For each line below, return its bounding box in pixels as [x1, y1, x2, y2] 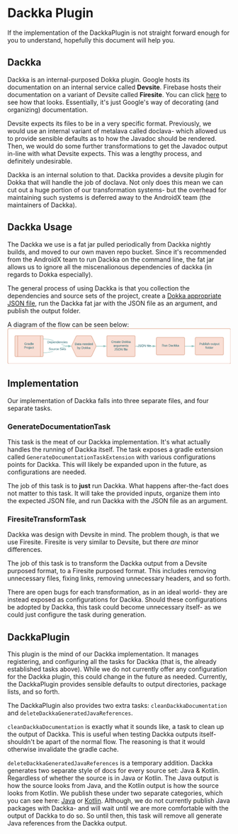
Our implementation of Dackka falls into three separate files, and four [7, 396, 209, 405]
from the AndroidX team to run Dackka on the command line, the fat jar [7, 255, 215, 264]
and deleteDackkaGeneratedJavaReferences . [7, 709, 133, 717]
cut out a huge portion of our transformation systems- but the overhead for [7, 186, 227, 194]
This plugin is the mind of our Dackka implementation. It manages [7, 650, 199, 658]
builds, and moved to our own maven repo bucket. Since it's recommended [7, 247, 227, 256]
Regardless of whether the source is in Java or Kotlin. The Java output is [7, 774, 220, 782]
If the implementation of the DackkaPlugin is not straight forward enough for [7, 28, 230, 37]
